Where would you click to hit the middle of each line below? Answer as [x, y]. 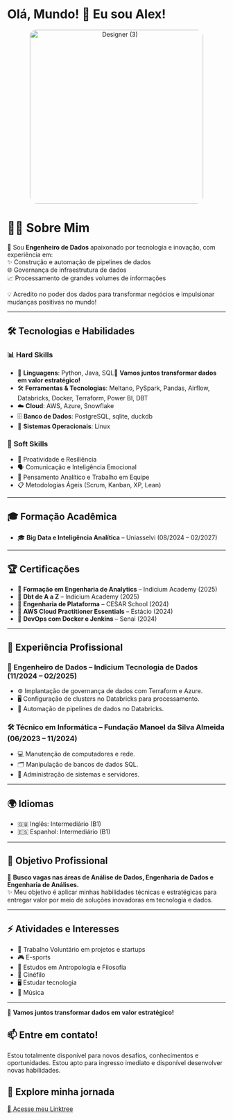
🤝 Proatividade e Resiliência [57, 459]
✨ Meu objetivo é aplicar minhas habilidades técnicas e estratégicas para [112, 892]
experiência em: [30, 254]
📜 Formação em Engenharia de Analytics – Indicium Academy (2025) [117, 590]
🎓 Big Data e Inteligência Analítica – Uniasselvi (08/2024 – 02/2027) [117, 537]
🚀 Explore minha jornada [61, 1092]
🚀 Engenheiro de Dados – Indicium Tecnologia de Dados [103, 667]
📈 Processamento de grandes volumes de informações [87, 278]
